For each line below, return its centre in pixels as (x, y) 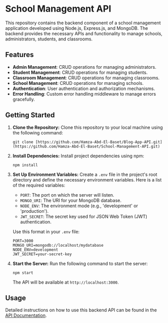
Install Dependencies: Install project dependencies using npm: (78, 156)
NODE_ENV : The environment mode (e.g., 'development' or (79, 206)
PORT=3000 (23, 241)
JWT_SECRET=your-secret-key (42, 254)
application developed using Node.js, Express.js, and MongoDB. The (77, 28)
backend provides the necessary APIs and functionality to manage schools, (84, 33)
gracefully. (24, 99)
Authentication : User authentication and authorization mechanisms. (84, 88)
